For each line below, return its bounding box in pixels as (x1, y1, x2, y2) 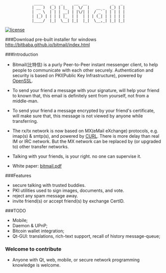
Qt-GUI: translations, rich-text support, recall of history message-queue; (12, 233, 161, 239)
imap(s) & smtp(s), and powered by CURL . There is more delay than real (12, 133, 160, 139)
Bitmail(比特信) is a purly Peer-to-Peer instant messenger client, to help (12, 62, 159, 68)
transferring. (12, 118, 38, 124)
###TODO (5, 208, 26, 213)
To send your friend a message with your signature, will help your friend (12, 88, 160, 93)
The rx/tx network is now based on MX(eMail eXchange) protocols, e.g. (12, 128, 159, 134)
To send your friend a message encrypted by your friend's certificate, (12, 108, 155, 113)
